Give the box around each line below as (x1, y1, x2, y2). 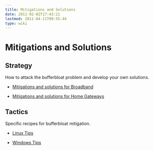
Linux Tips (12, 130, 33, 136)
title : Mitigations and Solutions (5, 7, 76, 12)
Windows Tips (12, 140, 42, 146)
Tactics (5, 107, 28, 116)
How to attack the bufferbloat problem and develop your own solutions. (5, 75, 150, 80)
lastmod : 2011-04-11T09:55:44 (5, 16, 67, 21)
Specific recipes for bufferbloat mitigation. (5, 121, 91, 126)
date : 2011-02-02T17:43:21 (5, 12, 60, 17)
